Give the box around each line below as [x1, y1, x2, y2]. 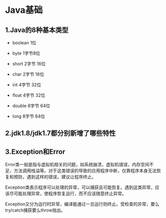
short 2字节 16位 [12, 61, 46, 67]
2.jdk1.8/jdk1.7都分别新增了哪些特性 [5, 129, 116, 137]
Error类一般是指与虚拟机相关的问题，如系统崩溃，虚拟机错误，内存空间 [5, 162, 150, 168]
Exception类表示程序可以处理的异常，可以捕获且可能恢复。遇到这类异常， [5, 184, 156, 190]
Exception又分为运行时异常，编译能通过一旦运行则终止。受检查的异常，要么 [5, 201, 160, 207]
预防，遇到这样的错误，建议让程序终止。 [13, 174, 96, 180]
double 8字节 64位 [12, 103, 50, 109]
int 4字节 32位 [12, 82, 41, 87]
